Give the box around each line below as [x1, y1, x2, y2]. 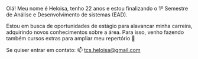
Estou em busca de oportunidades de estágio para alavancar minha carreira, [6, 23, 193, 29]
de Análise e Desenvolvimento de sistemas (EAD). [6, 11, 128, 18]
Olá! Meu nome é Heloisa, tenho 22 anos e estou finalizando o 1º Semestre [6, 5, 188, 12]
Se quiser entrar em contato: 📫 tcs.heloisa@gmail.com [6, 47, 141, 53]
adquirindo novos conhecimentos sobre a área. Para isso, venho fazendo [6, 29, 184, 36]
